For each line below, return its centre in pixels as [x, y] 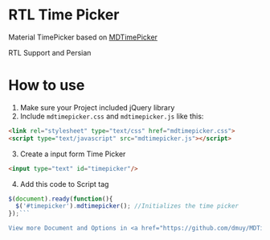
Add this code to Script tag [64, 184]
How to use [47, 85]
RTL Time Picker [64, 15]
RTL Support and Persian [50, 52]
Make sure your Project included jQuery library [97, 107]
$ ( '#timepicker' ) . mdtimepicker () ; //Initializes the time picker [127, 206]
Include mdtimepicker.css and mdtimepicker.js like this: [112, 116]
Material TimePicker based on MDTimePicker [83, 37]
